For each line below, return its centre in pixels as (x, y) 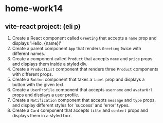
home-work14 (34, 9)
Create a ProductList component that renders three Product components (85, 69)
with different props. (32, 74)
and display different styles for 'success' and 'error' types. (71, 105)
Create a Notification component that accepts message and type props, (84, 100)
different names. (28, 53)
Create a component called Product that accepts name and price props (82, 59)
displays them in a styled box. (42, 115)
